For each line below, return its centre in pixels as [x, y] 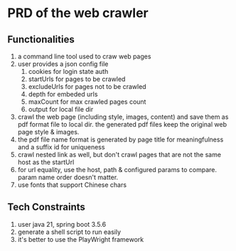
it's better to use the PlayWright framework [81, 239]
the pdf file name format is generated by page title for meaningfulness [120, 139]
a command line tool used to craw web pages [84, 56]
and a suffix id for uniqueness [61, 147]
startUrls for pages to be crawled [77, 79]
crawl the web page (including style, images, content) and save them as [123, 117]
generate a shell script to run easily [69, 232]
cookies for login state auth [68, 71]
